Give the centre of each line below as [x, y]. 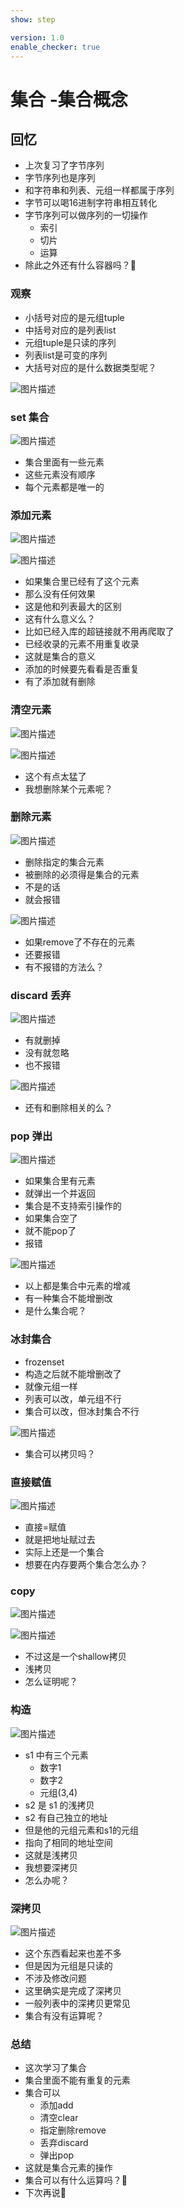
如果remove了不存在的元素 [80, 942]
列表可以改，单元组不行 [73, 1398]
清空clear [59, 2118]
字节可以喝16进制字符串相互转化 [91, 203]
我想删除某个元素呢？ [68, 788]
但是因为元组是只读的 [68, 1965]
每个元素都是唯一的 [64, 487]
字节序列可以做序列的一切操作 [86, 215]
